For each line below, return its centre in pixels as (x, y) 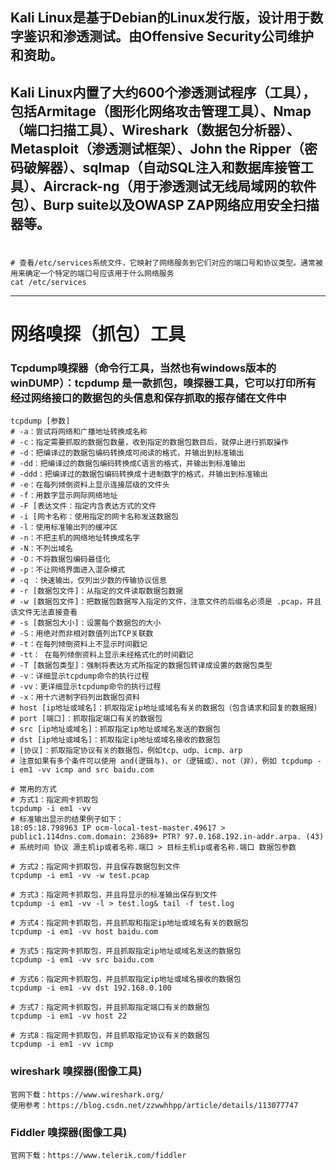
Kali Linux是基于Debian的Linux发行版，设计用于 (160, 18)
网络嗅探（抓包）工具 (98, 334)
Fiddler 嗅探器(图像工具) (69, 1132)
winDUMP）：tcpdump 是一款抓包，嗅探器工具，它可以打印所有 (163, 383)
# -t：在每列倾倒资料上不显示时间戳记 (79, 644)
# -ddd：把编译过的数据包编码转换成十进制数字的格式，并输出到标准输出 (139, 474)
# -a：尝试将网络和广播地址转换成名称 (79, 432)
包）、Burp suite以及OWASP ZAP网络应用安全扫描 (165, 204)
